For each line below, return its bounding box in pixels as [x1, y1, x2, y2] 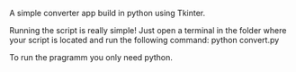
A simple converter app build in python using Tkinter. [9, 8, 206, 18]
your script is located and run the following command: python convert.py [9, 35, 280, 45]
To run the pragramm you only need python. [9, 52, 174, 62]
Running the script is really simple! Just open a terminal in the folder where [9, 25, 287, 35]
